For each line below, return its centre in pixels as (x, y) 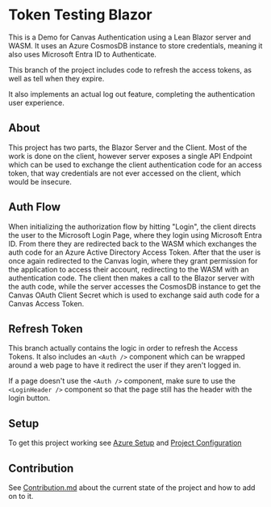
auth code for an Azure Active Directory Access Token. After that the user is (135, 252)
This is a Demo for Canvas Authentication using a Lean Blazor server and (130, 37)
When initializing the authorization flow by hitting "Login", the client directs (132, 226)
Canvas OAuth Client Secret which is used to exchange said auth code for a (134, 295)
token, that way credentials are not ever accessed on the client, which (125, 173)
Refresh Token (46, 328)
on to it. (21, 496)
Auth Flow (35, 207)
